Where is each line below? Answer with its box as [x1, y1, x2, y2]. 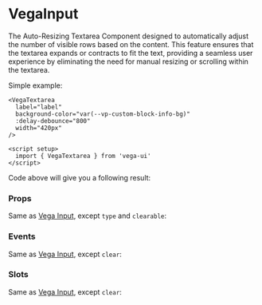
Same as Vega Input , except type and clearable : [8, 211, 167, 220]
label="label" [15, 103, 62, 111]
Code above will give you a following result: [8, 172, 151, 182]
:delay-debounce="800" [15, 117, 91, 125]
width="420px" [15, 124, 62, 132]
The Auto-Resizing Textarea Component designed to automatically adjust [8, 31, 249, 41]
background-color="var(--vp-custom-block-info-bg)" [15, 109, 191, 118]
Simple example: [8, 81, 63, 90]
